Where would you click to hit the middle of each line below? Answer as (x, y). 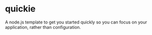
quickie (20, 9)
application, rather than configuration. (43, 27)
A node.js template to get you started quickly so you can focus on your (76, 22)
